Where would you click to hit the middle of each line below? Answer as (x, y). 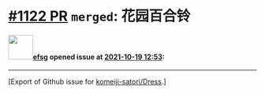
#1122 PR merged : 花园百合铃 (99, 16)
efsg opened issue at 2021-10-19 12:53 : (99, 57)
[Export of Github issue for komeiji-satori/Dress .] (88, 82)
